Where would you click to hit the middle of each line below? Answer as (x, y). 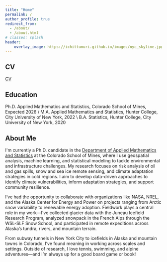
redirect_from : (21, 24)
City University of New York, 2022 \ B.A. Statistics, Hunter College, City (78, 117)
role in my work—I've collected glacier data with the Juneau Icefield (75, 213)
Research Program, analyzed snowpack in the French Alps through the (78, 218)
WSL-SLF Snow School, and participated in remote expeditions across (77, 223)
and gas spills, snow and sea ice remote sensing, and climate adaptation (79, 171)
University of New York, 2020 (36, 123)
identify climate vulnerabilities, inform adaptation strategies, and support (80, 182)
